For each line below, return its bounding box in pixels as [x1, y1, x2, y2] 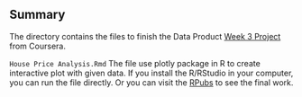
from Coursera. [9, 40, 66, 51]
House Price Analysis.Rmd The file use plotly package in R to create [9, 57, 261, 68]
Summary [9, 7, 66, 22]
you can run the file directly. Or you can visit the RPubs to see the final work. [9, 76, 294, 88]
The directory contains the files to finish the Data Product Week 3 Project [9, 31, 281, 41]
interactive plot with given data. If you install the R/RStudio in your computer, [9, 67, 294, 78]
